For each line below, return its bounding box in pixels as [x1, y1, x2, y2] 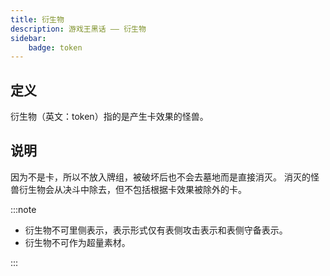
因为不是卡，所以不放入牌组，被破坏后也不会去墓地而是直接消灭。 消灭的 [10, 171, 311, 183]
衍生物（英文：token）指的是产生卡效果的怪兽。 [10, 111, 209, 123]
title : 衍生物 [10, 14, 65, 25]
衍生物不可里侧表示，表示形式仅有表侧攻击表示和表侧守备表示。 [24, 224, 288, 236]
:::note [10, 203, 37, 215]
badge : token [28, 42, 83, 53]
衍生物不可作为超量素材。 [24, 236, 131, 248]
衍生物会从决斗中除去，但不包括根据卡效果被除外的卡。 [18, 183, 247, 195]
